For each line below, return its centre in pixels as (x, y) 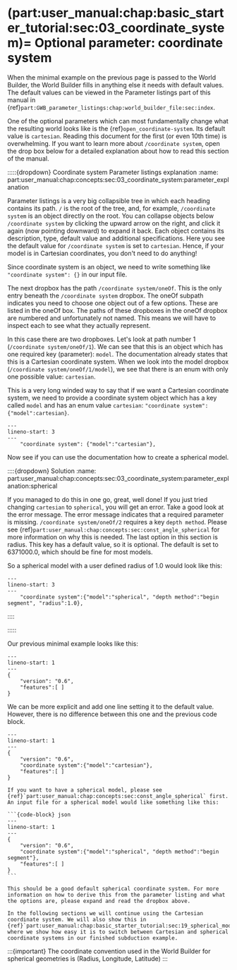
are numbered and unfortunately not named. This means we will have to (112, 318)
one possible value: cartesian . (51, 376)
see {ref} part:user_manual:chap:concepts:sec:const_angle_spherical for (114, 529)
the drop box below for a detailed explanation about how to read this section (118, 151)
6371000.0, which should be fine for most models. (80, 552)
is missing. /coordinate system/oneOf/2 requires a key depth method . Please (117, 522)
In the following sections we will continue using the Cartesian (105, 913)
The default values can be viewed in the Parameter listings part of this (109, 92)
